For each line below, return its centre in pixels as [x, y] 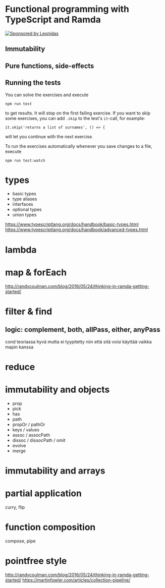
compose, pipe [20, 541]
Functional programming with [67, 9]
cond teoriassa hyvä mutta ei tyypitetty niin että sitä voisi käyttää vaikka [79, 342]
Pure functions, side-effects [50, 66]
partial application [43, 494]
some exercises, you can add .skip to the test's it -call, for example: [75, 118]
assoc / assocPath [31, 435]
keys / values [26, 429]
